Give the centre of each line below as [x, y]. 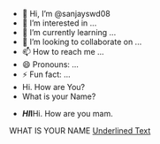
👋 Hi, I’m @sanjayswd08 [66, 14]
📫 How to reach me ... [63, 52]
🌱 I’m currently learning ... [69, 32]
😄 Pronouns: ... [50, 64]
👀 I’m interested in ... [59, 23]
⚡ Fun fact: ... [46, 74]
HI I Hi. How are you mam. [67, 114]
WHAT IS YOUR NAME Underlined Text [80, 131]
